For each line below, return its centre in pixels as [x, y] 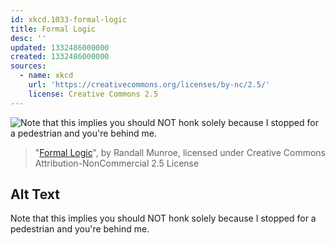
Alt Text [35, 194]
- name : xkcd [46, 76]
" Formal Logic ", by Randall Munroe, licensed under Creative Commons [180, 152]
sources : [28, 66]
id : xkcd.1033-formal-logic [69, 19]
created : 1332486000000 [60, 57]
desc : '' [28, 38]
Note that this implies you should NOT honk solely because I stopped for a [163, 218]
